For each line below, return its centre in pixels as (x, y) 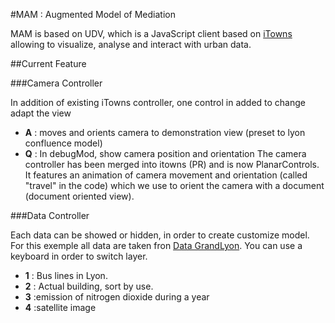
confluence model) (63, 143)
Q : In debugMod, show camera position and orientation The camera (165, 153)
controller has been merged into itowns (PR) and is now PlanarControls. (172, 164)
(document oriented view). (79, 196)
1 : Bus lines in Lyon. (66, 275)
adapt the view (41, 113)
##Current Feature (48, 63)
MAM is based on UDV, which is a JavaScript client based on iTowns (151, 33)
